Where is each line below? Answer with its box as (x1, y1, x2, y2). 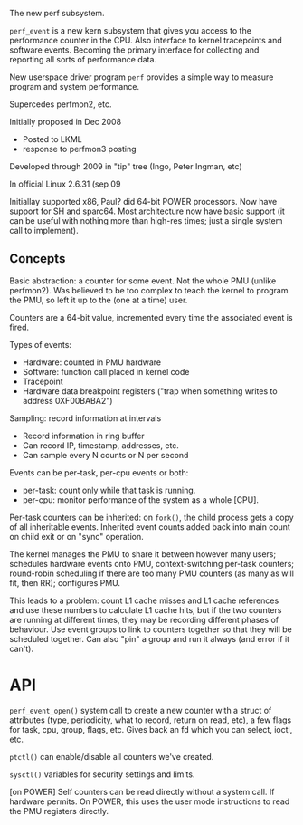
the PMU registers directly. (9, 805, 109, 816)
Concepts (9, 251, 66, 266)
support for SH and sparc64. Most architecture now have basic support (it (9, 206, 285, 216)
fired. (9, 321, 30, 332)
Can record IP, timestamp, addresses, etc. (22, 439, 179, 451)
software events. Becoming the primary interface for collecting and (9, 44, 260, 55)
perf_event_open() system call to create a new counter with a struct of (9, 705, 272, 715)
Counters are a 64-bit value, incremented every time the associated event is (9, 312, 293, 322)
